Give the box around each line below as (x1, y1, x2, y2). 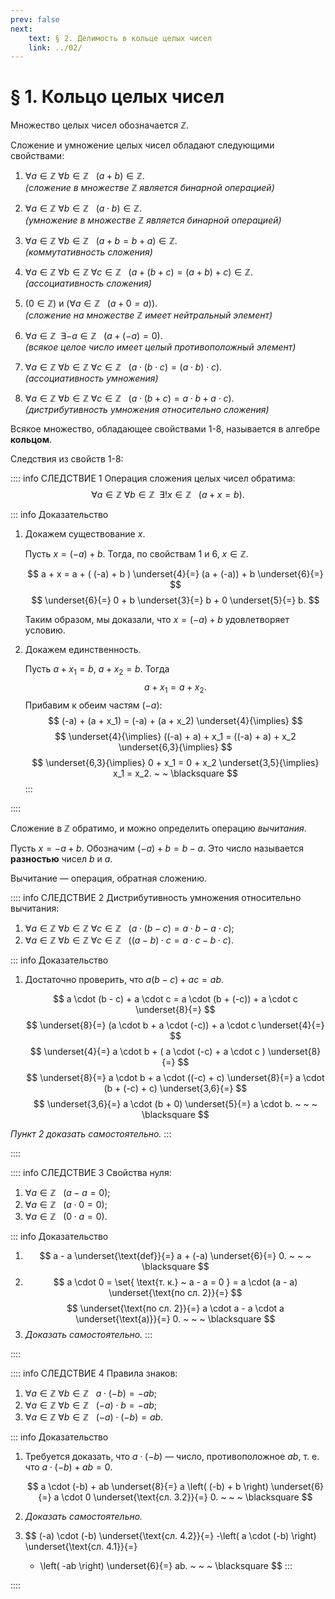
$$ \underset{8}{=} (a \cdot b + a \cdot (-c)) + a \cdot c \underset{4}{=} (26, 1019, 325, 1031)
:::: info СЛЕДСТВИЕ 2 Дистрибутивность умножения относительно (10, 891, 302, 903)
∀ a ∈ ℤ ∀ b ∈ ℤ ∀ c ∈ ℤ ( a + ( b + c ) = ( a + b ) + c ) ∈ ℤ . (24, 266, 253, 278)
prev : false (10, 14, 60, 25)
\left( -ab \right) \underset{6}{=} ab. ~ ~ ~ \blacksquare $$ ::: (39, 1559, 293, 1571)
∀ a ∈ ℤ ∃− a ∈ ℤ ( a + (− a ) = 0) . (24, 330, 163, 342)
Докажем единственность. (24, 644, 142, 656)
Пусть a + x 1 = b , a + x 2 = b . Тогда (24, 663, 170, 677)
